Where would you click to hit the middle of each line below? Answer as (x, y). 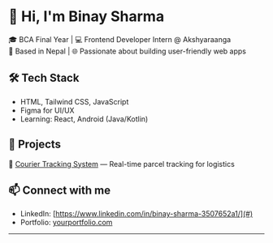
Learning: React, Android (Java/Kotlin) (84, 119)
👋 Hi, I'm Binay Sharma (87, 17)
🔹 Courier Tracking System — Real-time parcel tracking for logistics (122, 164)
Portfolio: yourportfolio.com (66, 223)
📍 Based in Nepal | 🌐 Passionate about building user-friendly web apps (127, 51)
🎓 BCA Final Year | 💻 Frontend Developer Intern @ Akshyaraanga (120, 39)
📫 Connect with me (60, 190)
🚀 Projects (35, 145)
